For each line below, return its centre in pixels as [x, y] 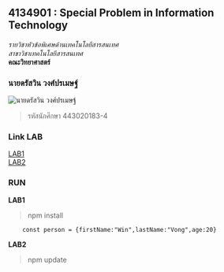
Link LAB [26, 137]
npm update [47, 259]
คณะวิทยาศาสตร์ [30, 61]
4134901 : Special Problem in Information [111, 13]
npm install [45, 215]
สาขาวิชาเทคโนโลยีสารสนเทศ [46, 53]
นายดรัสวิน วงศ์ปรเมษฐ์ [43, 83]
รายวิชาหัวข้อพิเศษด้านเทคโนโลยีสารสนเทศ [63, 44]
